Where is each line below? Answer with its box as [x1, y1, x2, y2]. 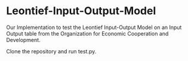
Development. [6, 36, 41, 43]
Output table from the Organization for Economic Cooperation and [6, 30, 169, 37]
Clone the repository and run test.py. [6, 47, 97, 54]
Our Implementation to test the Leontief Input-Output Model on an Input [6, 24, 182, 31]
